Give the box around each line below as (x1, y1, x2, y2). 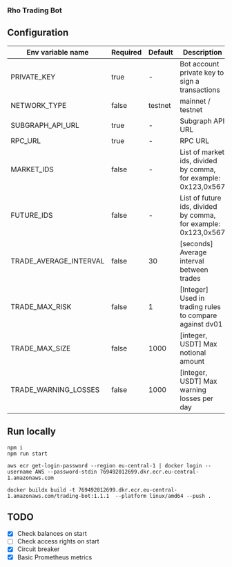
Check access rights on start (17, 537, 99, 546)
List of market (180, 147, 225, 157)
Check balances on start (17, 530, 88, 538)
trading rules (180, 301, 221, 311)
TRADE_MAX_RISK (10, 301, 72, 311)
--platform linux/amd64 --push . (115, 492, 212, 499)
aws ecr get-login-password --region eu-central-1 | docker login (7, 462, 202, 469)
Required (111, 47, 142, 57)
